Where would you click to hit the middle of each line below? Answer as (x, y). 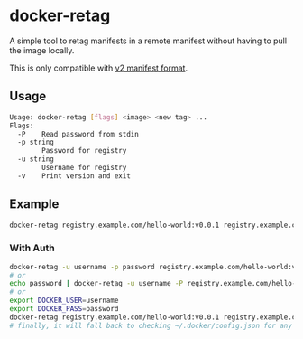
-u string (36, 159)
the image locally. (42, 50)
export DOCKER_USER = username (64, 301)
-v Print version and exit (74, 176)
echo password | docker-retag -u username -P (96, 284)
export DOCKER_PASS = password (64, 309)
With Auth (32, 248)
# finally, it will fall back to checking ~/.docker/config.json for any (151, 325)
